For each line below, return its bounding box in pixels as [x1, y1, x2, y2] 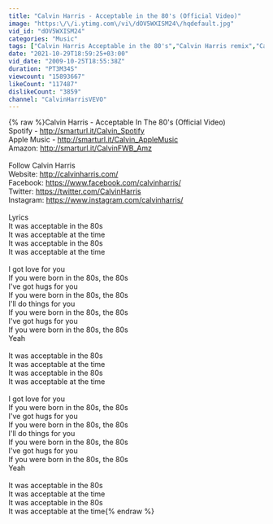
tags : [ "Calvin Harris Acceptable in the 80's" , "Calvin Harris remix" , [8, 42, 256, 50]
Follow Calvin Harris [8, 160, 76, 171]
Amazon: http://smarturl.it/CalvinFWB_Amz [8, 143, 153, 153]
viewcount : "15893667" [8, 72, 85, 81]
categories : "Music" [8, 34, 79, 43]
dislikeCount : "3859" [8, 87, 82, 96]
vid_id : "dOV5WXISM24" [8, 27, 85, 35]
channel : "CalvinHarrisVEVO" [8, 95, 107, 103]
